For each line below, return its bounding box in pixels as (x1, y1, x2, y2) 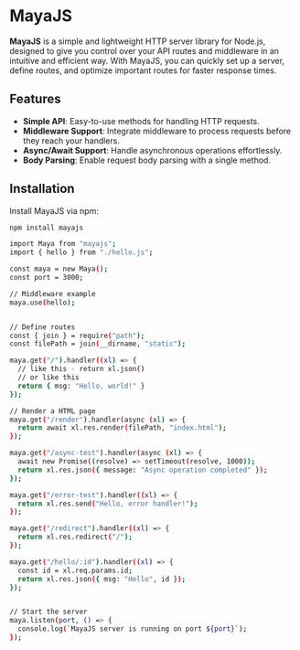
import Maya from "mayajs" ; (9, 240, 117, 249)
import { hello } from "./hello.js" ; (9, 248, 154, 257)
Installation (9, 181, 75, 197)
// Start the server (9, 607, 89, 617)
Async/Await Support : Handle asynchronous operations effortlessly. (22, 144, 283, 155)
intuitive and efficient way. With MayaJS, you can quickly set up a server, (9, 55, 285, 66)
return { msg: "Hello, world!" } (17, 381, 145, 390)
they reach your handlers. (22, 134, 121, 146)
